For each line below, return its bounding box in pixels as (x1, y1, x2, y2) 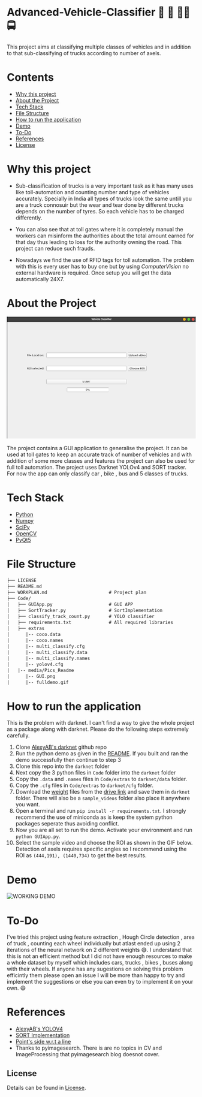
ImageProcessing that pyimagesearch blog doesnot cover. (15, 1051, 160, 1058)
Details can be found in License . (7, 1084, 86, 1092)
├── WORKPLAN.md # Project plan (7, 590, 147, 596)
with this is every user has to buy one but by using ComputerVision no (15, 263, 189, 270)
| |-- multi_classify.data (7, 650, 88, 656)
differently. (15, 214, 43, 221)
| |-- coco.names (7, 638, 64, 644)
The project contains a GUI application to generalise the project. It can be (7, 444, 188, 451)
